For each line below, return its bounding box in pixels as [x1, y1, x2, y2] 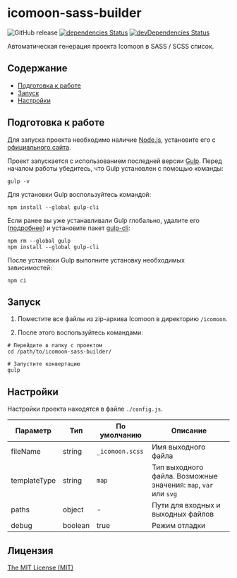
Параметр [15, 426, 51, 435]
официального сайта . [7, 143, 72, 151]
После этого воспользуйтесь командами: [17, 328, 143, 337]
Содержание [7, 62, 68, 75]
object [62, 505, 84, 514]
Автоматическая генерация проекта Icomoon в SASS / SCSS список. [7, 42, 214, 50]
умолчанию [99, 431, 142, 440]
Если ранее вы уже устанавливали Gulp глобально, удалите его [7, 216, 200, 224]
